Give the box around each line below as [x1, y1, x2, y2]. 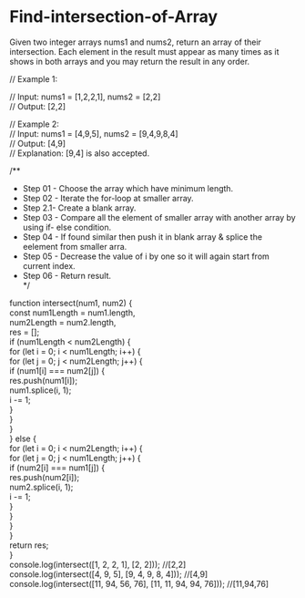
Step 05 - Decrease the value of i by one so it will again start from [22, 251, 270, 262]
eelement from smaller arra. [22, 241, 127, 252]
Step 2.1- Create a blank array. [22, 202, 137, 213]
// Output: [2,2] [9, 100, 66, 111]
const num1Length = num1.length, [9, 307, 136, 318]
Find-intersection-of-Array [9, 6, 219, 27]
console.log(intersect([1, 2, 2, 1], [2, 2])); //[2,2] [9, 559, 187, 570]
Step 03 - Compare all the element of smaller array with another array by [22, 211, 296, 222]
